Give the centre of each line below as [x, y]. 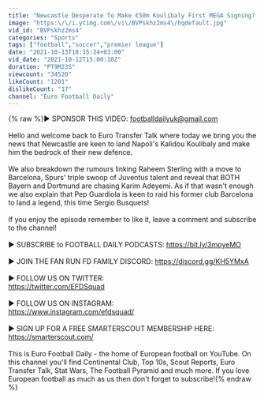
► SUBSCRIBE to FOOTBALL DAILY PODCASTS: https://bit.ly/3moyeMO [125, 245]
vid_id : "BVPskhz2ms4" [45, 30]
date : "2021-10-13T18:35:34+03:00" [67, 52]
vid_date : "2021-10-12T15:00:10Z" [65, 60]
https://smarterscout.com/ [51, 337]
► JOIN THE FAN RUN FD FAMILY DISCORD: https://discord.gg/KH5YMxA [129, 262]
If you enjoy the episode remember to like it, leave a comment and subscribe [132, 220]
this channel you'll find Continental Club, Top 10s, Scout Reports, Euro [122, 362]
